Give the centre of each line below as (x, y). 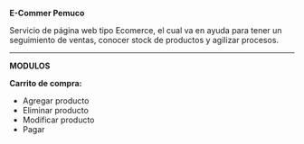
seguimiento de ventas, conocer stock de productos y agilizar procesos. (144, 40)
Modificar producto (58, 120)
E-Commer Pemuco (47, 13)
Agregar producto (56, 101)
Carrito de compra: (46, 83)
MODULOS (30, 66)
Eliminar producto (55, 110)
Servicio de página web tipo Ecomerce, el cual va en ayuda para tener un (146, 30)
